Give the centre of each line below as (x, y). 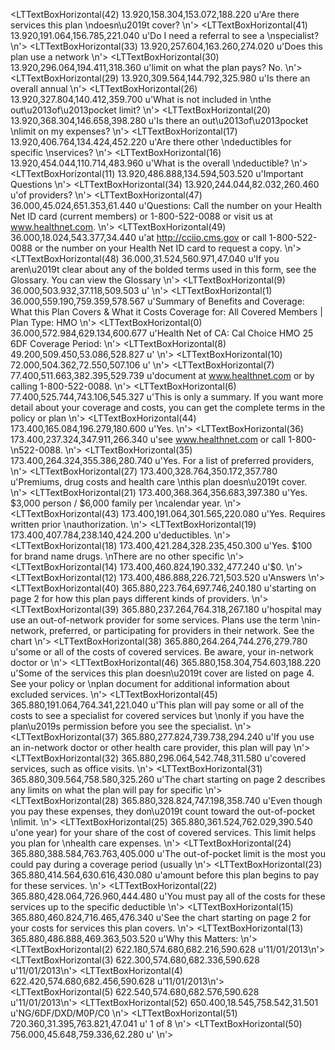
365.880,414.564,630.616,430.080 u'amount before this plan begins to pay (165, 875)
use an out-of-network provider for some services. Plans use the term (154, 620)
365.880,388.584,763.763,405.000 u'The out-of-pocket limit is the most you (168, 853)
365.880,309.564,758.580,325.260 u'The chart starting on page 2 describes (168, 779)
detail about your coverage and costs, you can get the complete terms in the (168, 407)
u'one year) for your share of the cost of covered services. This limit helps (163, 832)
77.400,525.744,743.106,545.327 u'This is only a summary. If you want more (167, 397)
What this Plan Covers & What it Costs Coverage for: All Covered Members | (166, 312)
